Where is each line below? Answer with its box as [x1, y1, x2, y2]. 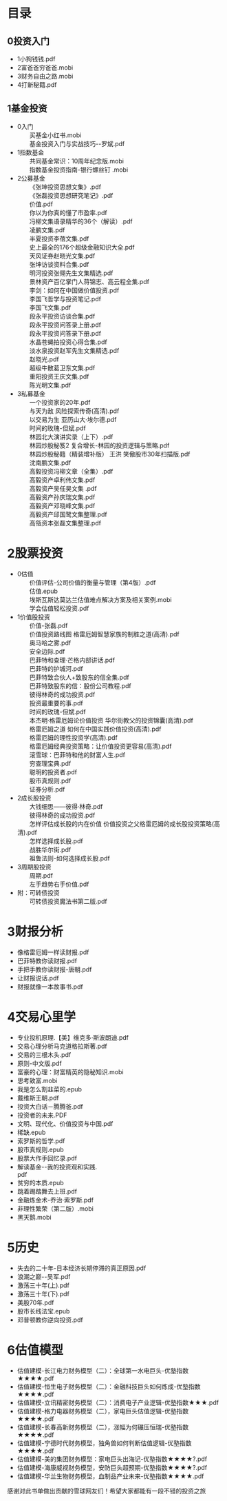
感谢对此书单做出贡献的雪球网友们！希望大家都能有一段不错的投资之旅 [7, 1487, 206, 1495]
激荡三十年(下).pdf [17, 1289, 70, 1298]
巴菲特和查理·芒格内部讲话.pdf [29, 656, 116, 664]
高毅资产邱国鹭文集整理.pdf [29, 510, 108, 518]
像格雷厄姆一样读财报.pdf [17, 948, 89, 956]
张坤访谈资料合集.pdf [29, 260, 89, 268]
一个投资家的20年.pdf [29, 398, 91, 406]
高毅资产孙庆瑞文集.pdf [29, 493, 96, 501]
